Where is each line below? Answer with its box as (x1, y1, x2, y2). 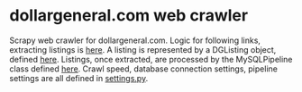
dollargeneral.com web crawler (9, 5, 249, 26)
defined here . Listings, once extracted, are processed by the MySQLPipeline (9, 54, 293, 64)
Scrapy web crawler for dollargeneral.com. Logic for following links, (9, 35, 261, 46)
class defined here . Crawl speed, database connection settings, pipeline (9, 63, 278, 74)
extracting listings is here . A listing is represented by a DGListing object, (9, 44, 277, 54)
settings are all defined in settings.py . (9, 72, 149, 83)
